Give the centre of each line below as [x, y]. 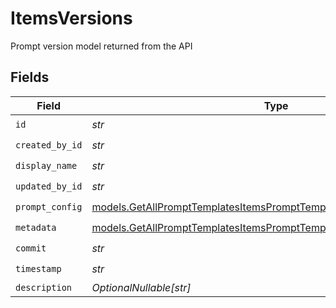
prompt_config [49, 207]
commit [31, 248]
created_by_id [49, 145]
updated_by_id [49, 186]
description [44, 287]
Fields [30, 77]
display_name [46, 166]
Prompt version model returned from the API [101, 46]
